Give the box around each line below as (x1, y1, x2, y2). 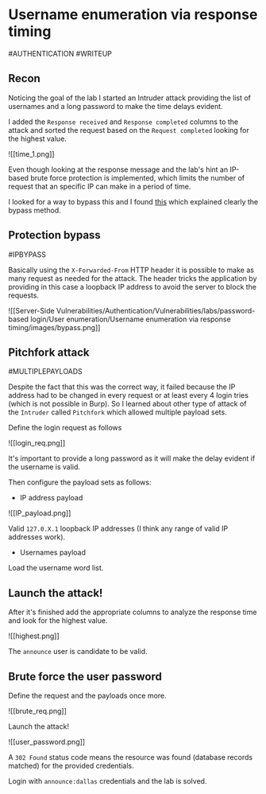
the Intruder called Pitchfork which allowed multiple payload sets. (8, 407, 228, 417)
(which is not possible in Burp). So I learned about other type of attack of (8, 399, 247, 409)
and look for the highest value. (8, 616, 108, 625)
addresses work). (8, 532, 66, 542)
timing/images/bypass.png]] (8, 322, 101, 332)
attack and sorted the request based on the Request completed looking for (8, 125, 250, 134)
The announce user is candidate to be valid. (8, 647, 148, 656)
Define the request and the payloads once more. (8, 691, 167, 700)
